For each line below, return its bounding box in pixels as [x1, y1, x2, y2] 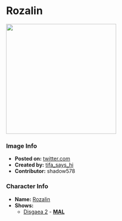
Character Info [6, 182, 49, 191]
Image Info [6, 142, 37, 150]
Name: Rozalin [14, 195, 50, 203]
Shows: [14, 202, 34, 209]
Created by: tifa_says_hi [14, 161, 74, 168]
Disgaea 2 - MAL [23, 208, 65, 215]
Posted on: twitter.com [14, 155, 70, 162]
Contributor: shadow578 [14, 168, 75, 175]
